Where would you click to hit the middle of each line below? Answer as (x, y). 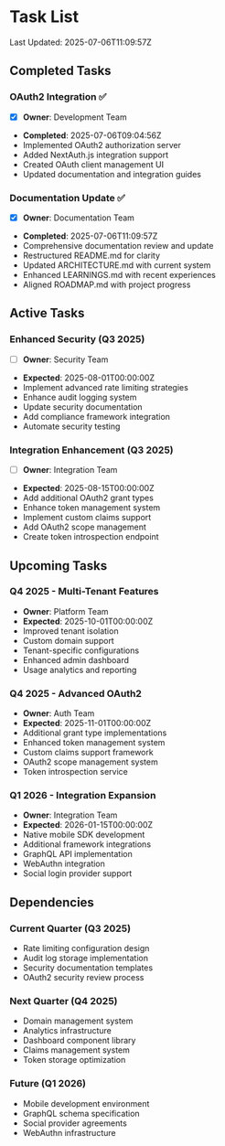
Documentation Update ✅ (67, 198)
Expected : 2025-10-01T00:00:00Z (88, 621)
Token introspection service (75, 772)
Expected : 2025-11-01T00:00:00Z (87, 723)
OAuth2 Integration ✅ (58, 97)
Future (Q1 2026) (48, 1084)
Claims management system (76, 1050)
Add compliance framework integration (96, 416)
